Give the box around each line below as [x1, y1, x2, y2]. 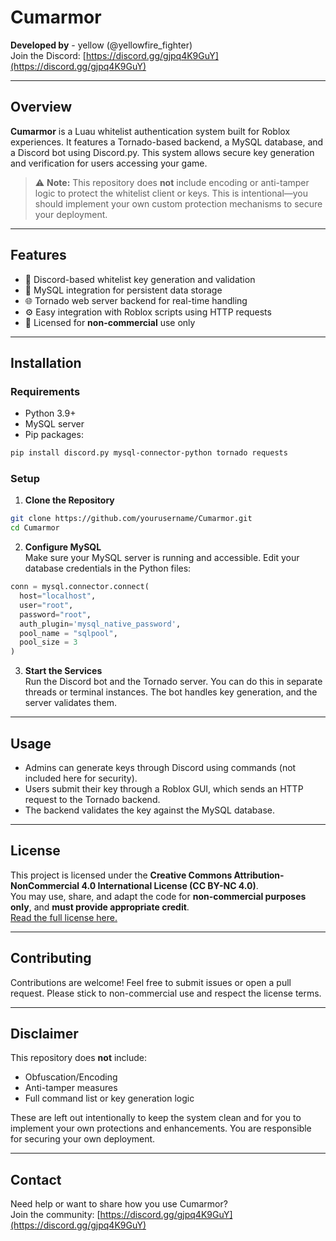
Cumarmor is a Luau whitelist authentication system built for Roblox [10, 125, 291, 137]
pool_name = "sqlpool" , [19, 628, 118, 638]
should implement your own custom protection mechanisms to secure [34, 197, 323, 210]
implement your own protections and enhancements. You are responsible [10, 1122, 312, 1135]
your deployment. [34, 208, 108, 220]
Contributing [10, 950, 92, 967]
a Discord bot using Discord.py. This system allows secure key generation [10, 146, 315, 158]
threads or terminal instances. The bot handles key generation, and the [24, 686, 318, 698]
